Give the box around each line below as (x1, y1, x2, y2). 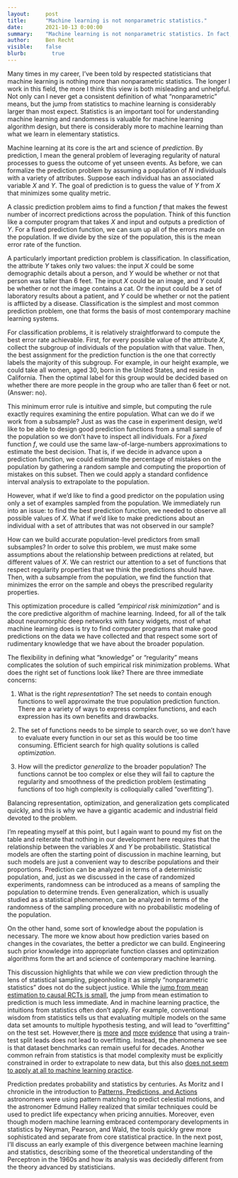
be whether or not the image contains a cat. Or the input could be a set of (7, 284, 222, 292)
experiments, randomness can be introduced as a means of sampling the (7, 880, 221, 888)
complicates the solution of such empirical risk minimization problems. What (7, 661, 230, 669)
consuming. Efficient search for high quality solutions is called (17, 741, 200, 749)
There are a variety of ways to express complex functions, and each (17, 704, 217, 713)
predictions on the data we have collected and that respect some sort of (7, 632, 218, 640)
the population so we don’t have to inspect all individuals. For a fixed (7, 432, 208, 441)
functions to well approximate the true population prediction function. (17, 697, 220, 705)
